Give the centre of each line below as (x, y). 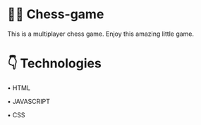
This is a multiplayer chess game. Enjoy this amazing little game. (101, 34)
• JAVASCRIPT (29, 101)
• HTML (19, 88)
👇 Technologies (55, 64)
